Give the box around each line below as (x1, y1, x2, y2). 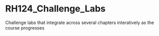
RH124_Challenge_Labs (5, 3, 106, 14)
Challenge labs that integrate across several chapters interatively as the (5, 19, 154, 25)
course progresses (5, 24, 44, 30)
